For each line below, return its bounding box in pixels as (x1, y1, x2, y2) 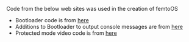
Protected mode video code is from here (15, 29, 117, 37)
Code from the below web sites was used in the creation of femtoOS (6, 5, 178, 12)
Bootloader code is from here (15, 17, 90, 23)
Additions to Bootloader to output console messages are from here (15, 23, 183, 30)
